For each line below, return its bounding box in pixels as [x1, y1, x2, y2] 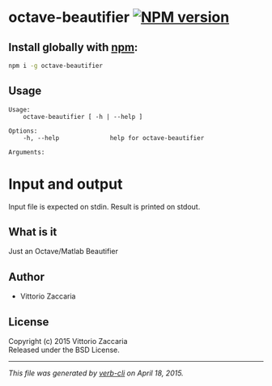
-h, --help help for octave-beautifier [23, 134, 205, 142]
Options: [8, 126, 38, 135]
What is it [8, 225, 57, 239]
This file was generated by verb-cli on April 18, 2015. [8, 368, 184, 378]
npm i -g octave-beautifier [8, 62, 104, 70]
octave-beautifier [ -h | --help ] [23, 112, 143, 121]
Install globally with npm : [8, 40, 138, 54]
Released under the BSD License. [8, 345, 120, 355]
